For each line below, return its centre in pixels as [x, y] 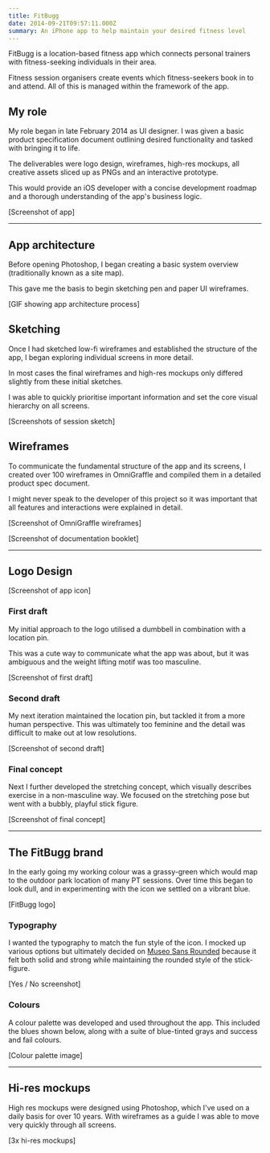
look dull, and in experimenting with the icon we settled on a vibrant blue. [129, 889]
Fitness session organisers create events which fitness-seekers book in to [131, 78]
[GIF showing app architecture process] [74, 304]
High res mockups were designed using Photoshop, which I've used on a [129, 1107]
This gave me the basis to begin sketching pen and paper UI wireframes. [129, 288]
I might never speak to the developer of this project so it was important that [133, 498]
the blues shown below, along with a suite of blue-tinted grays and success [133, 1031]
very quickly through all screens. [62, 1125]
